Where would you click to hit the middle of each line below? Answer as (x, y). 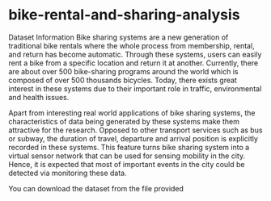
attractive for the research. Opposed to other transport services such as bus (135, 130)
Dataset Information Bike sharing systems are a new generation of (119, 37)
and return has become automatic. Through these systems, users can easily (135, 54)
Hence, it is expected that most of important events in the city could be (127, 164)
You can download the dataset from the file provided (96, 188)
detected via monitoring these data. (68, 173)
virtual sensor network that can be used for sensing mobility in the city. (127, 156)
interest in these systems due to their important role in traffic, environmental (135, 88)
